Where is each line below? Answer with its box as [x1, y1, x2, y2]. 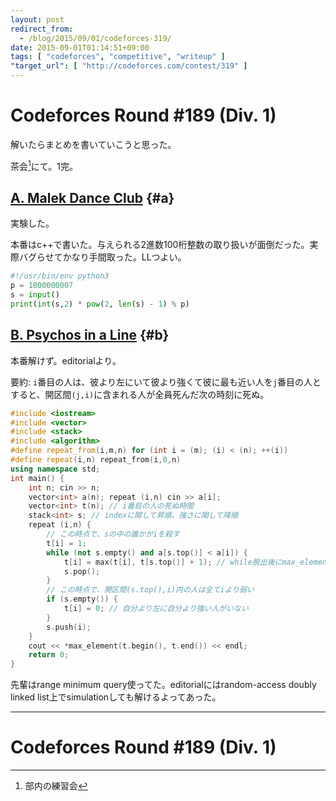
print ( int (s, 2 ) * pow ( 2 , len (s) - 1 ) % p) [10, 299, 190, 310]
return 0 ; [28, 650, 70, 660]
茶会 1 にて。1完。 [10, 158, 79, 172]
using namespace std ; [10, 464, 101, 474]
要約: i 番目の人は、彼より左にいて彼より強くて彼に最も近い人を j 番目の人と [10, 376, 322, 388]
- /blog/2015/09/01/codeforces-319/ [19, 33, 172, 43]
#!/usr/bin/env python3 [10, 271, 110, 281]
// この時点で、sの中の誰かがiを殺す [46, 529, 180, 540]
